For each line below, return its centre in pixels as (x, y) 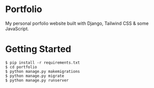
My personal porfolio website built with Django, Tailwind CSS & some (77, 23)
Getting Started (38, 49)
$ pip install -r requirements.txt (43, 62)
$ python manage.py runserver (37, 80)
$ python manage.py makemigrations (43, 71)
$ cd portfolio (21, 67)
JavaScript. (17, 28)
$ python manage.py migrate (35, 76)
